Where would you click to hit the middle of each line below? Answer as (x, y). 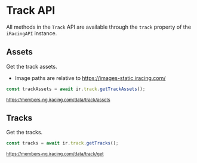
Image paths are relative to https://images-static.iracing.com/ (90, 78)
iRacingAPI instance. (32, 33)
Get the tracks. (24, 133)
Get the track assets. (32, 66)
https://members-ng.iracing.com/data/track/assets (58, 100)
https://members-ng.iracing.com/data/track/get (55, 154)
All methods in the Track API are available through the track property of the (99, 27)
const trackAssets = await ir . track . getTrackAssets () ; (76, 89)
